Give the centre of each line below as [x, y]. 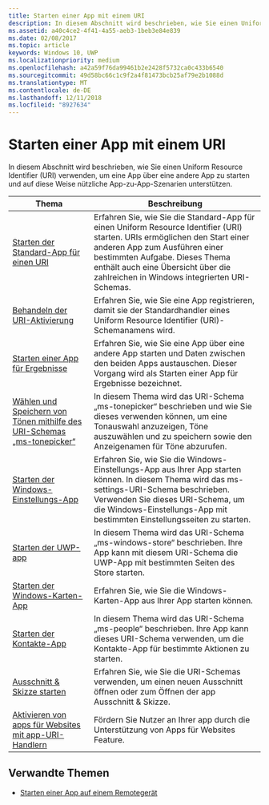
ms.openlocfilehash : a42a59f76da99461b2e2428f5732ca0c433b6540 [116, 68]
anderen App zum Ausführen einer [159, 248]
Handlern [30, 745]
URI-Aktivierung [43, 320]
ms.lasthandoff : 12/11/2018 [55, 98]
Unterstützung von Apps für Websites [165, 730]
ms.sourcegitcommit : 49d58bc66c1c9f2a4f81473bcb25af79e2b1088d [116, 75]
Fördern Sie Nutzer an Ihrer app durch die [172, 720]
